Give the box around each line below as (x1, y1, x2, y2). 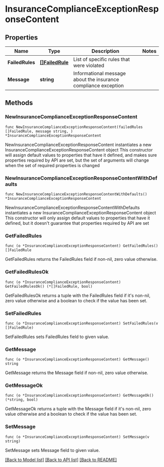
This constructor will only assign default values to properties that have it (5, 215, 150, 221)
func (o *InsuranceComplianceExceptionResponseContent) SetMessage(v (5, 434, 150, 439)
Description (91, 48, 120, 54)
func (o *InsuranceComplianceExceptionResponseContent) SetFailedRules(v (5, 321, 159, 326)
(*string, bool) (5, 397, 38, 403)
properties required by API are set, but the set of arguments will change (5, 157, 149, 163)
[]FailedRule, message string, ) (5, 128, 73, 134)
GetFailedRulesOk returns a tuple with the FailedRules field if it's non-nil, (5, 292, 151, 298)
